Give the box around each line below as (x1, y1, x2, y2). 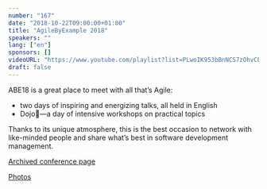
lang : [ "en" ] (8, 41, 52, 49)
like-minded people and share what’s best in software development (8, 133, 229, 142)
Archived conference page (8, 156, 96, 166)
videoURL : (8, 56, 41, 64)
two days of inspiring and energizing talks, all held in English (19, 100, 219, 110)
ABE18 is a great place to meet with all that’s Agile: (8, 85, 173, 94)
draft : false (8, 64, 52, 71)
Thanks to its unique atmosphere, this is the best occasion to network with (8, 124, 253, 133)
